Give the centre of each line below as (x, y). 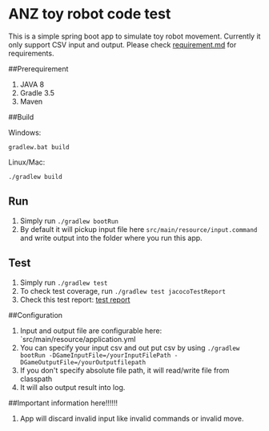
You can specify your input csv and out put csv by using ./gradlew (130, 348)
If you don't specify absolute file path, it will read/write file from (124, 370)
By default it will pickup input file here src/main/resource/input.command (139, 229)
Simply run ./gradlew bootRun (69, 221)
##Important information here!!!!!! (63, 403)
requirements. (31, 53)
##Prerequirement (38, 68)
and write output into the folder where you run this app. (111, 238)
